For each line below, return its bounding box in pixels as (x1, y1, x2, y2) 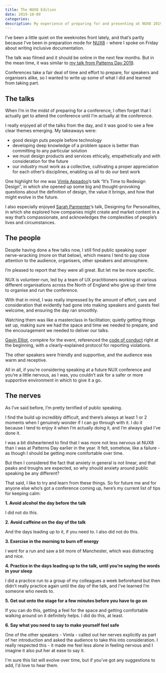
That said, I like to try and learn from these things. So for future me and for (5, 480, 157, 485)
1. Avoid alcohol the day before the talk (5, 500, 86, 506)
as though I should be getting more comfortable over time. (5, 450, 124, 456)
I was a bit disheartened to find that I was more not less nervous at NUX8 (5, 439, 154, 445)
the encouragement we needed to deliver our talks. (5, 327, 110, 333)
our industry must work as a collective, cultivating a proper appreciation (12, 164, 159, 170)
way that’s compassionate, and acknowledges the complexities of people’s (5, 214, 157, 220)
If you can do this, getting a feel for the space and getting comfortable (5, 607, 148, 613)
